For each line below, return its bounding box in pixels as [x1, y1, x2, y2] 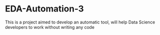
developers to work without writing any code [5, 24, 95, 30]
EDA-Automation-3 [5, 3, 84, 14]
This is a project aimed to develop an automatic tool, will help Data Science [5, 19, 156, 25]
